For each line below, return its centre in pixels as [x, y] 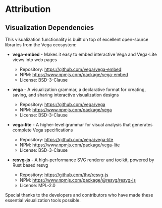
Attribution [28, 9]
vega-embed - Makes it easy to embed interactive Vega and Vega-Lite [84, 54]
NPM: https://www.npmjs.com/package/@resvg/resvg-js [78, 180]
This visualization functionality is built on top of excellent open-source [77, 39]
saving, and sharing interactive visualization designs [66, 95]
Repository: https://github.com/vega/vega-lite [66, 140]
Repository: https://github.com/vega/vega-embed [71, 69]
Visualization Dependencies [50, 28]
